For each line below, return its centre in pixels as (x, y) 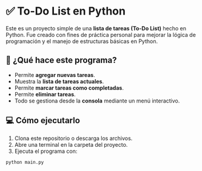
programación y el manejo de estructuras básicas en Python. (82, 41)
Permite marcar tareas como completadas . (69, 88)
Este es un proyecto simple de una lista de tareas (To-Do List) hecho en (96, 28)
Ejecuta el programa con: (46, 151)
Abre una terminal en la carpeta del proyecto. (71, 144)
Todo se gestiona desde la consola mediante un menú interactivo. (97, 101)
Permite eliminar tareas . (45, 94)
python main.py (25, 162)
